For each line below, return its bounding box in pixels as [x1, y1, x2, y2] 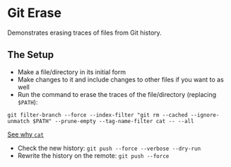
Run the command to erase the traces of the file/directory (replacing [17, 90, 217, 98]
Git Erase [7, 5, 62, 21]
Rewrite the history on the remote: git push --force [17, 151, 170, 160]
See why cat [7, 129, 45, 139]
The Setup [7, 49, 54, 61]
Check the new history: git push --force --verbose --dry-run [17, 144, 201, 152]
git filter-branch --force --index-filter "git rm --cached [7, 111, 189, 118]
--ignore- [190, 111, 220, 118]
